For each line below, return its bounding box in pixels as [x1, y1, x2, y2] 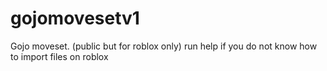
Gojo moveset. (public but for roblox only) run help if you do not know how [10, 40, 318, 52]
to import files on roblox [10, 50, 109, 62]
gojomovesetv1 [10, 7, 140, 30]
